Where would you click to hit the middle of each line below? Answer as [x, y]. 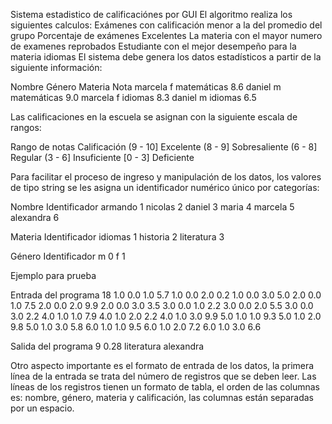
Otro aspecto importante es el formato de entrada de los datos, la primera [162, 365]
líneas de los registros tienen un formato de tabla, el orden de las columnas [165, 387]
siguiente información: [56, 67]
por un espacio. [42, 408]
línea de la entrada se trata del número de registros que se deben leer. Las [163, 376]
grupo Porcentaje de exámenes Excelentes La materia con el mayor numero [166, 35]
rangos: [26, 127]
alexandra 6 [35, 217]
